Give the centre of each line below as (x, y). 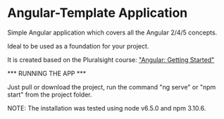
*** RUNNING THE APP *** (47, 73)
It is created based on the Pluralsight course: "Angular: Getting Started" (111, 60)
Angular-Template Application (98, 13)
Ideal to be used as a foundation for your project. (78, 46)
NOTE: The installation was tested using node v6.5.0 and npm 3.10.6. (107, 108)
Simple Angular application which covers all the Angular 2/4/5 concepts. (112, 32)
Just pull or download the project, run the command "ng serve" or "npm (112, 87)
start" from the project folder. (50, 94)
